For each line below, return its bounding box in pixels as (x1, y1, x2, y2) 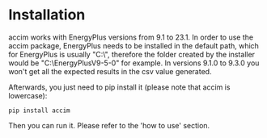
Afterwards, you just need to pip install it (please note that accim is (8, 82, 231, 92)
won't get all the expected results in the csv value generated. (8, 66, 212, 76)
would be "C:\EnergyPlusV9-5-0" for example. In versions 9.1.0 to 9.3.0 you (8, 58, 260, 68)
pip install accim (8, 107, 70, 115)
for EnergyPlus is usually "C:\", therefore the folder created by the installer (8, 49, 256, 59)
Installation (8, 6, 86, 24)
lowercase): (8, 90, 48, 100)
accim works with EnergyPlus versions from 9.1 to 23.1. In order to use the (8, 32, 253, 42)
